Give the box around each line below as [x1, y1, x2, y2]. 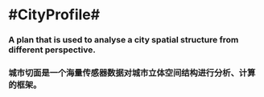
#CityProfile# [8, 6, 101, 24]
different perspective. [8, 44, 97, 55]
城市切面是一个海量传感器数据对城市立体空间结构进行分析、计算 [8, 67, 256, 79]
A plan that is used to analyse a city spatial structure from [8, 34, 239, 46]
